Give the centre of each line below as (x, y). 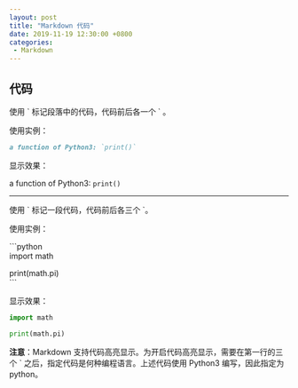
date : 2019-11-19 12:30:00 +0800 (71, 34)
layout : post (33, 17)
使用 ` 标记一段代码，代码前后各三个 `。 (81, 210)
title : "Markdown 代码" (52, 26)
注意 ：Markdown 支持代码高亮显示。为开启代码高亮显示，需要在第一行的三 (146, 352)
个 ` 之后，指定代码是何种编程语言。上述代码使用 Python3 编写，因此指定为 (147, 363)
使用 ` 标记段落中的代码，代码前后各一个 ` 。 (90, 111)
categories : (31, 42)
